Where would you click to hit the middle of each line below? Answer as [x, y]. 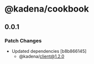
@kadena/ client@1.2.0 [42, 56]
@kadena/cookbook [47, 9]
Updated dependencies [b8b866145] [49, 51]
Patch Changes [23, 41]
